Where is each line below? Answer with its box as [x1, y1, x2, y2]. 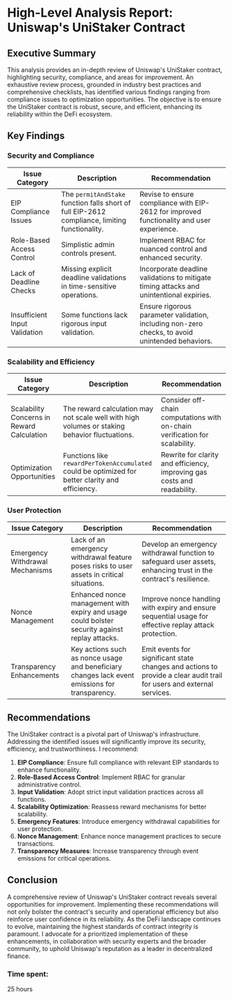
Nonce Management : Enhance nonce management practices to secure [17, 832, 222, 841]
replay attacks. [70, 634, 119, 643]
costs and [160, 476, 193, 486]
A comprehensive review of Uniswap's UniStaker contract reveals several [7, 893, 217, 901]
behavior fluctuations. [62, 429, 134, 439]
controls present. [61, 248, 116, 258]
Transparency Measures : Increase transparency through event [17, 847, 199, 855]
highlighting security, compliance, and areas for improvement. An [7, 73, 194, 81]
